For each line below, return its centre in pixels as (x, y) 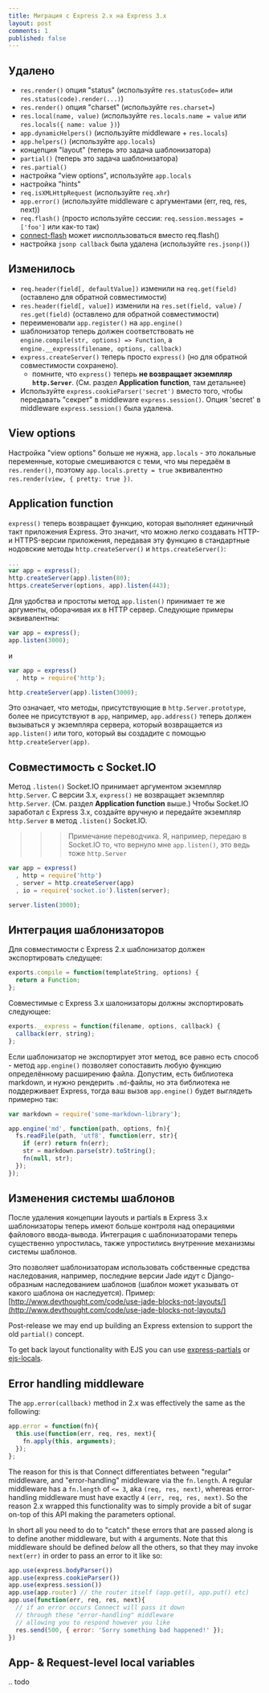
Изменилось (42, 269)
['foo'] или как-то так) (59, 227)
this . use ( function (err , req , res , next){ (86, 1434)
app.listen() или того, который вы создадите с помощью (107, 733)
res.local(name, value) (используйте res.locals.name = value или (133, 116)
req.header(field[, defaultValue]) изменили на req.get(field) (128, 288)
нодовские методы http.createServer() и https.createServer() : (117, 548)
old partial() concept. (46, 1334)
